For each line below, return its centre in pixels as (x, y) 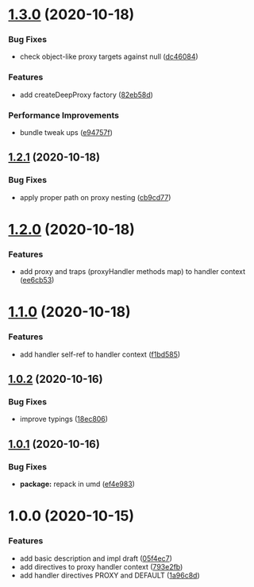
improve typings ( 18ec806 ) (64, 419)
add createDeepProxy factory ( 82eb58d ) (86, 95)
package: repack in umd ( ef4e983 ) (77, 484)
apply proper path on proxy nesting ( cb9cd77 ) (95, 197)
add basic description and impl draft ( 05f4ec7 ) (96, 558)
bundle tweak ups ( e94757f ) (66, 133)
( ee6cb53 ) (37, 280)
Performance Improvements (64, 115)
